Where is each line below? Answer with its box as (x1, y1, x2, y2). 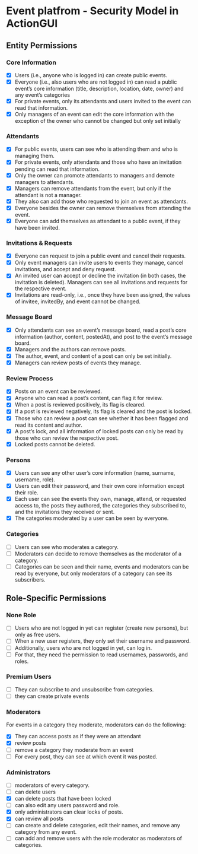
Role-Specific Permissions (6, 593, 107, 604)
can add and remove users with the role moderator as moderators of (14, 835, 183, 842)
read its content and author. (14, 421, 83, 428)
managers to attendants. (14, 178, 75, 185)
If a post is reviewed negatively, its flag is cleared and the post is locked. (14, 408, 192, 415)
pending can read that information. (14, 165, 100, 173)
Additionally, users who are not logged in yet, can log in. (14, 644, 152, 651)
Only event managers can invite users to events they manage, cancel (14, 259, 184, 266)
